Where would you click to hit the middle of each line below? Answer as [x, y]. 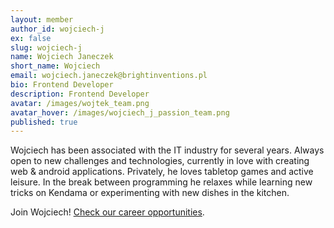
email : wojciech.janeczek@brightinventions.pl [109, 76]
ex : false [31, 38]
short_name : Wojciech [55, 66]
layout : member [42, 19]
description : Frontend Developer [80, 94]
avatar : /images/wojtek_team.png [80, 103]
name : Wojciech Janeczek [62, 57]
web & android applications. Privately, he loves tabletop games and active [162, 172]
